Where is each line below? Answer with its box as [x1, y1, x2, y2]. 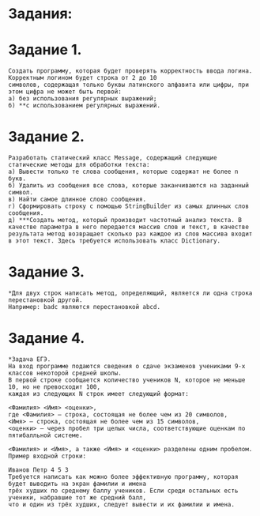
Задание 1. [8, 41, 82, 59]
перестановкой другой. [8, 296, 83, 304]
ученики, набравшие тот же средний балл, [8, 493, 147, 502]
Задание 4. [8, 330, 85, 348]
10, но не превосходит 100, [8, 382, 101, 391]
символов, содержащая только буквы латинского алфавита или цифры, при [8, 81, 249, 89]
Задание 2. [8, 128, 85, 146]
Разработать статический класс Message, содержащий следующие [8, 154, 217, 162]
